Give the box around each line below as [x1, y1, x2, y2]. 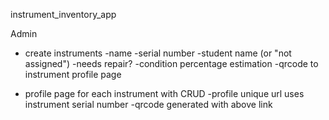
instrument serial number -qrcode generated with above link [24, 99, 273, 110]
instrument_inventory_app [10, 9, 117, 20]
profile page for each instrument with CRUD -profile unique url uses [24, 88, 305, 99]
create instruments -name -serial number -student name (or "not [24, 47, 292, 59]
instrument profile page [24, 69, 122, 80]
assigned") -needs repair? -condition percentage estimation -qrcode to [24, 58, 319, 69]
